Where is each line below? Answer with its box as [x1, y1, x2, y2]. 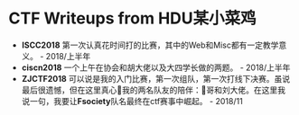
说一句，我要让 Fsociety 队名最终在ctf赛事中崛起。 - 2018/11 [21, 95, 243, 106]
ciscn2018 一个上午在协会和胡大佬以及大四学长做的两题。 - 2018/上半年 [21, 62, 291, 73]
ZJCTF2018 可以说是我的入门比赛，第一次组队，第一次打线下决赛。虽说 [21, 73, 291, 84]
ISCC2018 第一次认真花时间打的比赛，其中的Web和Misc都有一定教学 [21, 40, 279, 50]
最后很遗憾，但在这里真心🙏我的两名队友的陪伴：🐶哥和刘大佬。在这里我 [21, 84, 286, 95]
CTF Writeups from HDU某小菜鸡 [8, 8, 257, 29]
